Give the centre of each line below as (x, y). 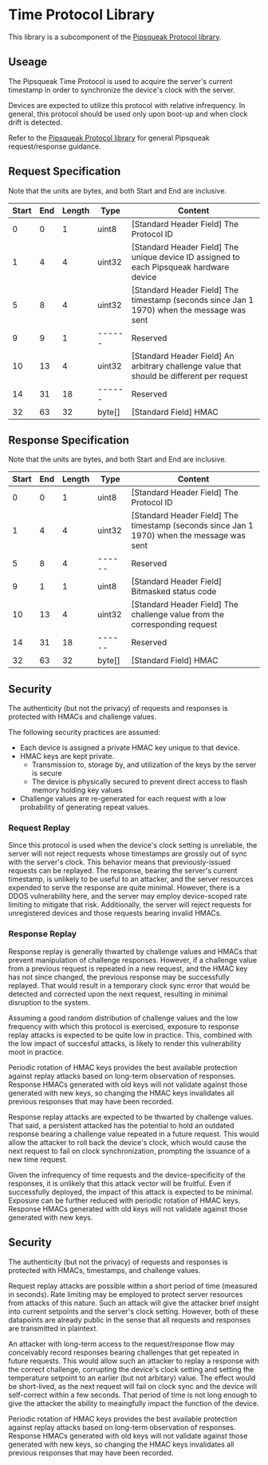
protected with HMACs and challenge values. (83, 717)
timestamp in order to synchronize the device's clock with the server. (122, 90)
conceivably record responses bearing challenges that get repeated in (124, 1352)
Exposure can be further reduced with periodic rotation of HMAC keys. (124, 1200)
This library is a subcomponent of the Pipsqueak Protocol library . (115, 37)
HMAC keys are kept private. (67, 756)
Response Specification (69, 440)
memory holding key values (77, 790)
